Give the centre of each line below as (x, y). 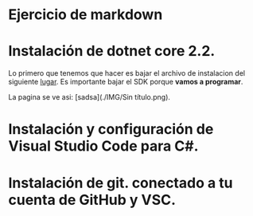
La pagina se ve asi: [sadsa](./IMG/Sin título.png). (90, 97)
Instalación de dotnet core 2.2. (112, 51)
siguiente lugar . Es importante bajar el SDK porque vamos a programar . (126, 82)
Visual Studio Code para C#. (103, 146)
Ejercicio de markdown (86, 15)
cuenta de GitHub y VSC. (92, 200)
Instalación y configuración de (111, 130)
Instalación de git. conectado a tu (121, 183)
